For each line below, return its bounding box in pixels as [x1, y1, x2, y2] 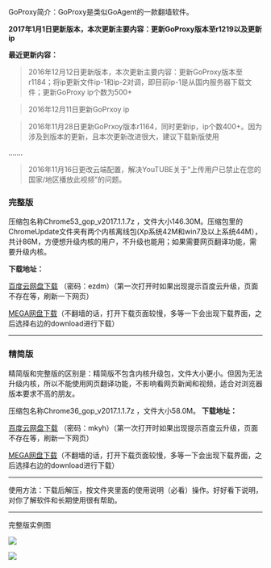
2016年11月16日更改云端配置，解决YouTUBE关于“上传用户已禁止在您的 [27, 165, 261, 174]
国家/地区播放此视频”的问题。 [27, 175, 127, 184]
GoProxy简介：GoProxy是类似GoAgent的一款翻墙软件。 [8, 7, 194, 16]
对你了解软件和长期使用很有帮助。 [8, 495, 122, 505]
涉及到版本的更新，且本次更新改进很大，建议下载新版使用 [27, 132, 219, 141]
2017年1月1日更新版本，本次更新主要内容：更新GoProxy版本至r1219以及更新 [8, 24, 262, 34]
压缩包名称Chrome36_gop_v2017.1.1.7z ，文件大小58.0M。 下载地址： [8, 406, 238, 415]
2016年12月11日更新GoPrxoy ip [27, 104, 130, 114]
